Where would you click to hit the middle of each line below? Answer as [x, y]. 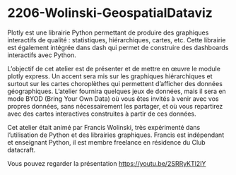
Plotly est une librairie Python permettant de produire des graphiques [108, 32]
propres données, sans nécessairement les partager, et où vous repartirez [115, 106]
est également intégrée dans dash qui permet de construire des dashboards [118, 47]
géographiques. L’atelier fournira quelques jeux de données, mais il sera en [117, 91]
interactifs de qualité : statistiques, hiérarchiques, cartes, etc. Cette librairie [117, 40]
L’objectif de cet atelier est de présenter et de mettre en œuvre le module [114, 68]
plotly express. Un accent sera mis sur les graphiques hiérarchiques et [110, 76]
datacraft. [22, 150]
